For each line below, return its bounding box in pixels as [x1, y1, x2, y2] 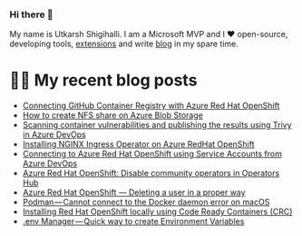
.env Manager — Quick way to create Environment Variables [22, 216, 245, 227]
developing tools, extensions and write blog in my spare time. [9, 38, 239, 49]
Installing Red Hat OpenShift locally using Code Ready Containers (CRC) [22, 206, 293, 217]
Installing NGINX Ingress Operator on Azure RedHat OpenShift [22, 139, 256, 150]
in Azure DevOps [22, 129, 86, 140]
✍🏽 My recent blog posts [9, 70, 198, 91]
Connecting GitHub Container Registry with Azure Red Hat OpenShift [22, 100, 280, 112]
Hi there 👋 [9, 8, 54, 21]
